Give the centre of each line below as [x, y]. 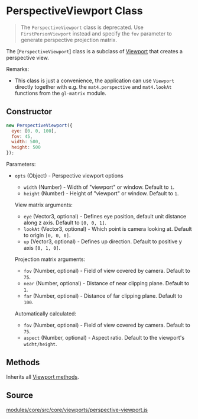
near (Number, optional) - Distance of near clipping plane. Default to [106, 283]
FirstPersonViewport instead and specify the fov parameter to [96, 33]
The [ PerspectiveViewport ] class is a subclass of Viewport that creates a [95, 51]
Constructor [29, 112]
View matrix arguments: [43, 205]
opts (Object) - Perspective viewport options [69, 175]
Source [20, 396]
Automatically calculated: [46, 314]
